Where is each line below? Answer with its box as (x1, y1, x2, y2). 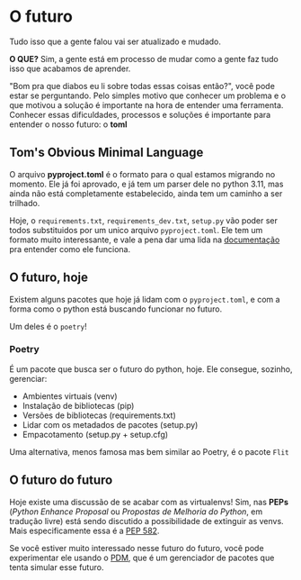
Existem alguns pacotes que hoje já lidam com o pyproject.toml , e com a (9, 294, 280, 304)
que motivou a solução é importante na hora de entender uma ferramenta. (9, 99, 284, 110)
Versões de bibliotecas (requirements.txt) (22, 410, 177, 421)
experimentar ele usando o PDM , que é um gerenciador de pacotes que (9, 552, 275, 563)
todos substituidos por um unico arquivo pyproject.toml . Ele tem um (9, 224, 263, 235)
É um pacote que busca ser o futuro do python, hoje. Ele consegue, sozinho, (9, 363, 294, 375)
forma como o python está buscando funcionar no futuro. (9, 304, 223, 314)
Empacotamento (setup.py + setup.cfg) (22, 429, 169, 440)
